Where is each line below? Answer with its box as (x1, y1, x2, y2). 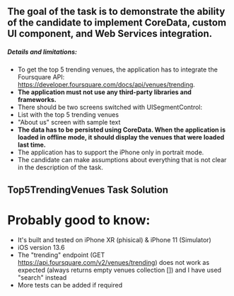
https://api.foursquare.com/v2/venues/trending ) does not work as (17, 258, 210, 266)
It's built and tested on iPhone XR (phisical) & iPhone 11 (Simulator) (17, 235, 212, 244)
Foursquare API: (17, 73, 65, 81)
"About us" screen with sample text (17, 118, 121, 127)
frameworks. (17, 96, 57, 104)
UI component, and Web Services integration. (7, 28, 213, 40)
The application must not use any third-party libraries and (17, 88, 192, 96)
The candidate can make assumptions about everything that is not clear (17, 156, 227, 164)
